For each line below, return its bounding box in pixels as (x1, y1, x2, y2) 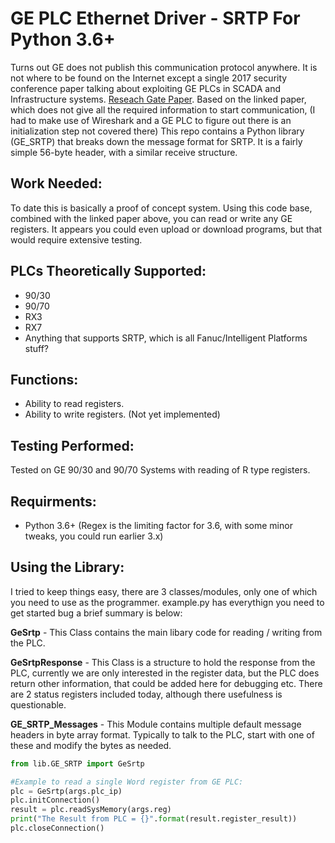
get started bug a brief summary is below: (10, 607, 183, 619)
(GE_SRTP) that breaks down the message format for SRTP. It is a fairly (10, 135, 303, 147)
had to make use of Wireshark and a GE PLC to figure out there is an (10, 114, 292, 126)
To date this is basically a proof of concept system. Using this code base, (10, 202, 313, 214)
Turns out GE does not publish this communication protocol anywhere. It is (10, 61, 318, 73)
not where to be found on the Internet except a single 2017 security (10, 72, 288, 84)
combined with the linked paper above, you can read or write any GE (10, 212, 293, 224)
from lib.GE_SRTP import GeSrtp (10, 758, 145, 769)
